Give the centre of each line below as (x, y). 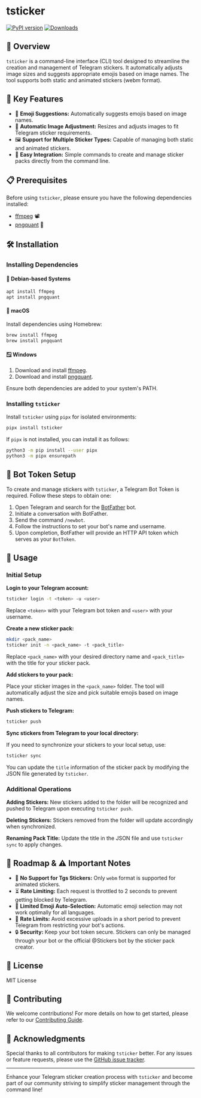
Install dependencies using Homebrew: (54, 324)
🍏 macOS (18, 311)
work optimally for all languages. (55, 912)
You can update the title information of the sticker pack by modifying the (98, 767)
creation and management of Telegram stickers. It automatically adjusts (94, 67)
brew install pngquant (34, 340)
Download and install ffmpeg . (51, 370)
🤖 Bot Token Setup (41, 475)
